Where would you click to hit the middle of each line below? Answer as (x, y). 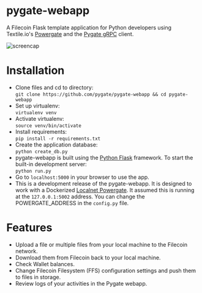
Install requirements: (41, 131)
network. (26, 251)
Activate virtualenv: (39, 118)
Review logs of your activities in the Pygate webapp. (81, 283)
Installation (36, 71)
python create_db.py (41, 151)
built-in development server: (51, 164)
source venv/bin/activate (48, 126)
